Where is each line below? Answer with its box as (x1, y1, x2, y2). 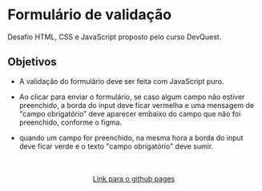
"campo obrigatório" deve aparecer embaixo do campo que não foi (18, 109, 241, 118)
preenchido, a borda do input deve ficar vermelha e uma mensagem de (18, 100, 254, 109)
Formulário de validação (7, 6, 172, 24)
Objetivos (7, 55, 57, 69)
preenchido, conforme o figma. (18, 117, 122, 127)
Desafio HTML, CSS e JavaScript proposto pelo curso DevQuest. (7, 32, 222, 42)
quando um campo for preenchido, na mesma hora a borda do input (18, 133, 244, 142)
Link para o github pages (92, 173, 175, 183)
